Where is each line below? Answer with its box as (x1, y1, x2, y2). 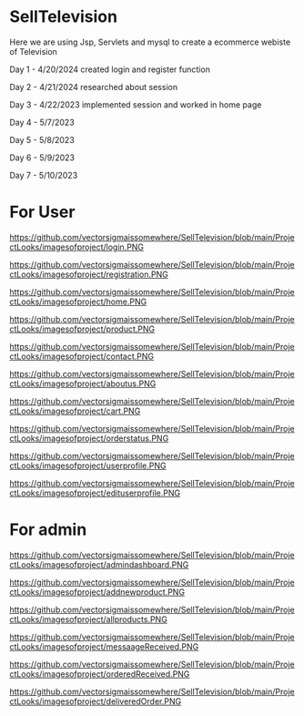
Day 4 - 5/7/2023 (9, 117, 75, 128)
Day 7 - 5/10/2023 (9, 169, 78, 180)
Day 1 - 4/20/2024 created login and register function (9, 64, 211, 75)
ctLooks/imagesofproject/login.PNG (9, 241, 144, 252)
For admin (9, 519, 87, 540)
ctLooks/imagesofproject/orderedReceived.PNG (9, 668, 190, 680)
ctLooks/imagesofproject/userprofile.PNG (9, 460, 167, 471)
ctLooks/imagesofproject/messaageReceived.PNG (9, 640, 199, 652)
